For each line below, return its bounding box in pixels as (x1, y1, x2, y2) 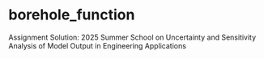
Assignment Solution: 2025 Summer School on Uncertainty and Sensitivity (8, 32, 257, 42)
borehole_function (8, 6, 135, 24)
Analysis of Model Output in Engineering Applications (8, 40, 186, 50)
